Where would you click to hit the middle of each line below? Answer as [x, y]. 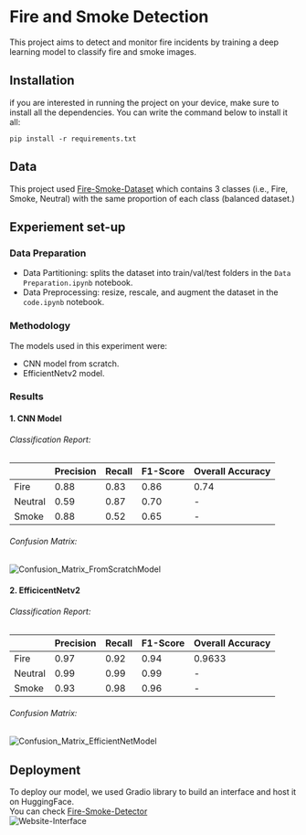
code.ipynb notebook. [63, 302]
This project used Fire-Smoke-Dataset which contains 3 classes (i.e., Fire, [149, 188]
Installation [42, 81]
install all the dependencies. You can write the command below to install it [148, 112]
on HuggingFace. [42, 802]
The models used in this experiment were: [88, 345]
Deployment [45, 770]
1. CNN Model [36, 418]
